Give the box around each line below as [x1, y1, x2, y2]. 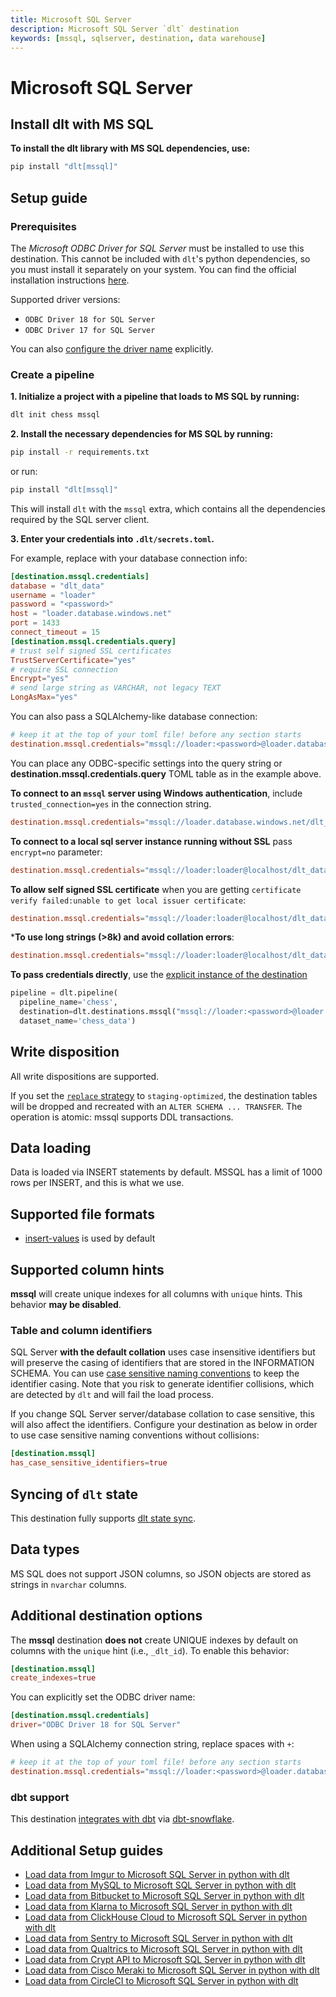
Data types [10, 1541, 80, 1558]
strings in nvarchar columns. [10, 1578, 127, 1590]
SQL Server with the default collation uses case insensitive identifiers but [10, 1346, 316, 1358]
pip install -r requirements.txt [10, 447, 150, 458]
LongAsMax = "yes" [10, 692, 78, 703]
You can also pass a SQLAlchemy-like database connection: [10, 711, 258, 723]
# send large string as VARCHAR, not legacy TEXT [10, 683, 222, 693]
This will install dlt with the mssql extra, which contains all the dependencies [10, 502, 326, 515]
